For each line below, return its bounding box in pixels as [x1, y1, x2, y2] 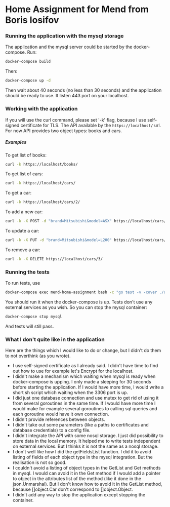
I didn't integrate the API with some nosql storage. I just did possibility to [12, 433, 163, 439]
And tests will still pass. [5, 323, 54, 329]
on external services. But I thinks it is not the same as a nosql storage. [12, 443, 159, 449]
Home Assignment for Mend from [5, 4, 149, 15]
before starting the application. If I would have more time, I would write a [12, 384, 164, 391]
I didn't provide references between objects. [12, 416, 105, 422]
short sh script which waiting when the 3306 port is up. [12, 389, 128, 396]
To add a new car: [5, 209, 43, 215]
